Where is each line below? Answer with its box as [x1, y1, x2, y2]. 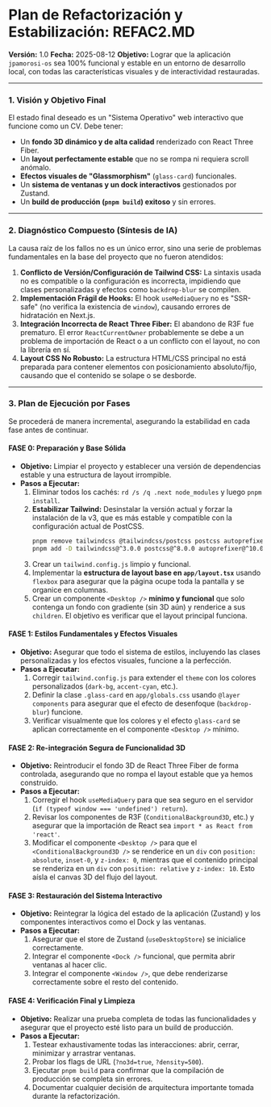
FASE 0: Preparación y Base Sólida [8, 443, 127, 453]
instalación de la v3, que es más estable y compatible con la [31, 513, 232, 522]
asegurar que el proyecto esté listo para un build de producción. [19, 1022, 234, 1032]
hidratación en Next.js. [19, 310, 95, 320]
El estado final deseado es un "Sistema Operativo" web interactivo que [8, 113, 244, 123]
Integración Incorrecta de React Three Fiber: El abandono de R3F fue [19, 319, 254, 329]
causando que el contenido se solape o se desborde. [19, 370, 197, 380]
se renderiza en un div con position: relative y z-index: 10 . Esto [31, 864, 256, 874]
